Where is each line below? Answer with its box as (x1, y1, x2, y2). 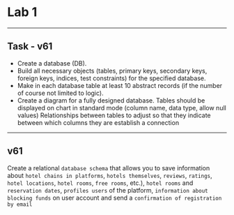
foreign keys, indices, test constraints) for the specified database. (17, 74, 206, 82)
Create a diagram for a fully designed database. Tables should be (17, 96, 205, 105)
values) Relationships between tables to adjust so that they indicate (17, 111, 211, 119)
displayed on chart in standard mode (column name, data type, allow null (17, 103, 226, 112)
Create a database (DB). (17, 59, 87, 67)
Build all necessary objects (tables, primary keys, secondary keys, (17, 66, 208, 75)
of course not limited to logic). (17, 89, 104, 97)
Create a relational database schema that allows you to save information (7, 163, 210, 172)
